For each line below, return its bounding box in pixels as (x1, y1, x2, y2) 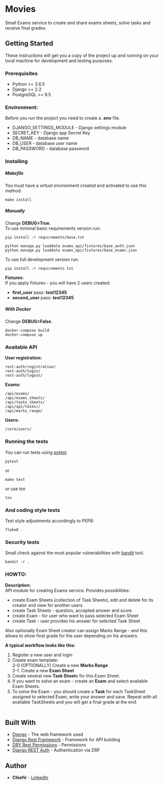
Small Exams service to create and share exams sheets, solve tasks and (5, 20, 151, 26)
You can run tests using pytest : (5, 449, 68, 455)
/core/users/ (5, 427, 32, 432)
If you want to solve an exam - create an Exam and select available (12, 678, 148, 684)
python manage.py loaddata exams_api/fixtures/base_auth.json (5, 244, 135, 249)
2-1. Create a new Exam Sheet (12, 667, 75, 674)
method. (5, 188, 22, 194)
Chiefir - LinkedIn (12, 775, 49, 781)
